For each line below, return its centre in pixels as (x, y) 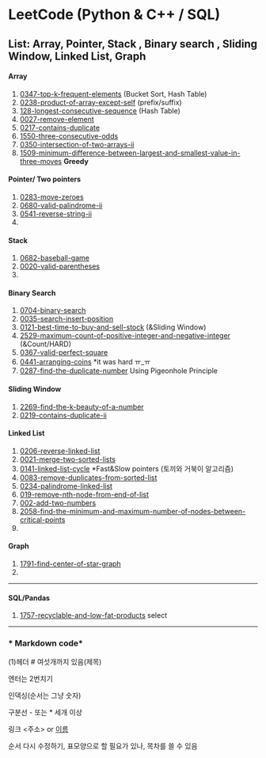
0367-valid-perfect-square (64, 352)
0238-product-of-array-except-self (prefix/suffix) (101, 102)
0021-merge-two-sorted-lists (68, 459)
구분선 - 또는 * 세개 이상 (46, 712)
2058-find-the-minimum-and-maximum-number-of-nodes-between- (133, 511)
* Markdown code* (46, 643)
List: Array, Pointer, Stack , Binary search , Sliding (133, 44)
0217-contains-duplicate (60, 128)
